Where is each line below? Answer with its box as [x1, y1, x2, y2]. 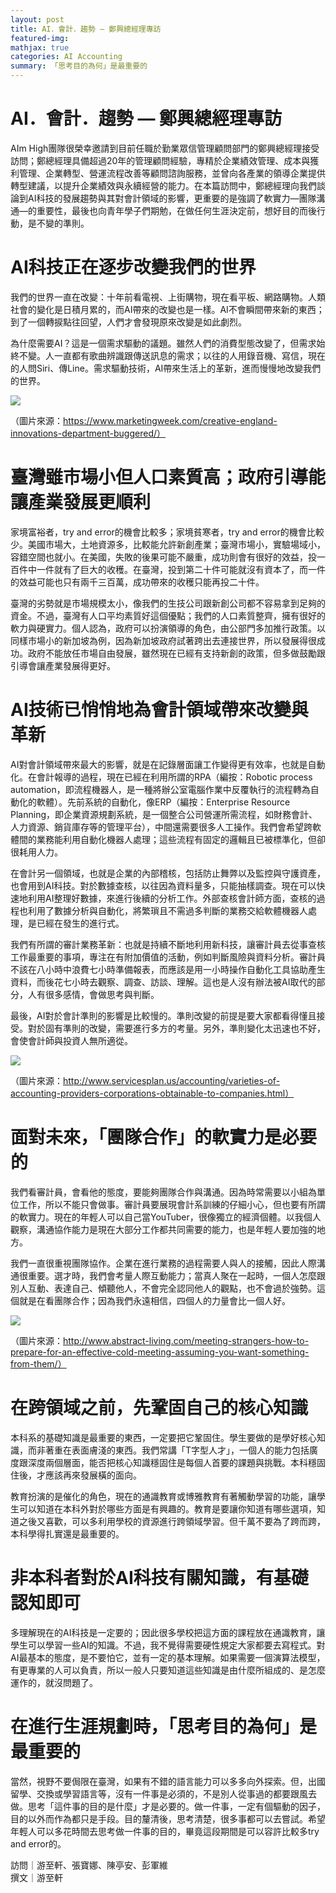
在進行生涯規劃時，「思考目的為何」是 [10, 1715, 318, 1738]
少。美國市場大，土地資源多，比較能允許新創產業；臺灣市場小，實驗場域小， [10, 538, 326, 550]
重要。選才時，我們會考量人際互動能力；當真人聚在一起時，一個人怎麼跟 [27, 1269, 326, 1281]
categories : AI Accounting [10, 52, 123, 62]
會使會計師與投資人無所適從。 [10, 1034, 133, 1046]
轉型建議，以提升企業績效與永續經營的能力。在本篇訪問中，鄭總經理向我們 [10, 179, 317, 191]
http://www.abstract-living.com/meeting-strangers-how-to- [63, 1334, 310, 1346]
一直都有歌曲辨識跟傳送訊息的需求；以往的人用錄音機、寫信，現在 [53, 349, 326, 361]
